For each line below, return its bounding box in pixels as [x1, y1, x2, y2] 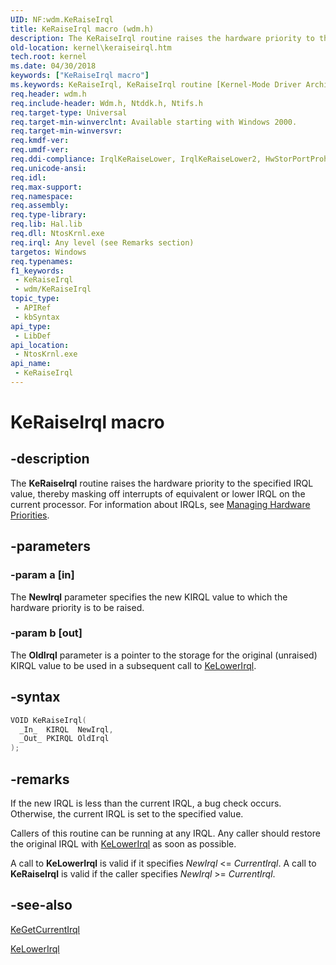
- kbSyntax [14, 312, 60, 322]
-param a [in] [10, 568, 75, 582]
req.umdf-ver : [10, 145, 70, 155]
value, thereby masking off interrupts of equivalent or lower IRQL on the [10, 487, 306, 500]
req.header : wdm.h [10, 89, 87, 99]
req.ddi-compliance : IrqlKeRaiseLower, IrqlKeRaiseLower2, [10, 154, 262, 164]
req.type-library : [10, 210, 87, 220]
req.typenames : [10, 256, 74, 266]
